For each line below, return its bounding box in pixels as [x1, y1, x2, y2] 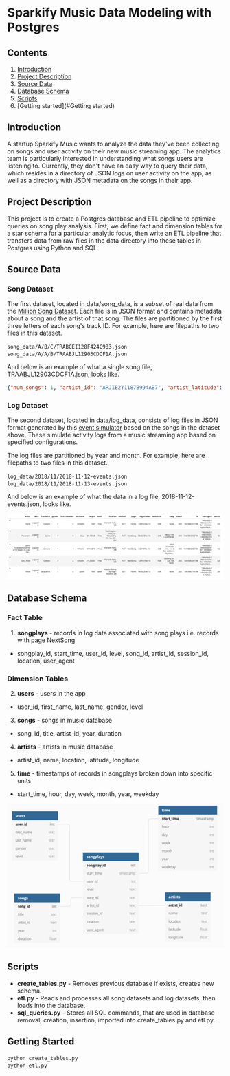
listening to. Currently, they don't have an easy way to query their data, [7, 162, 208, 170]
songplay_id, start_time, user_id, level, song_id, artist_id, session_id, [16, 649, 209, 657]
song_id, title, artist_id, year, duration [16, 729, 122, 738]
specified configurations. [7, 438, 78, 446]
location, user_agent [16, 657, 76, 665]
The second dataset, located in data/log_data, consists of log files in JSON [7, 416, 218, 424]
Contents [7, 47, 48, 58]
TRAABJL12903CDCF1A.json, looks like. [7, 370, 120, 379]
